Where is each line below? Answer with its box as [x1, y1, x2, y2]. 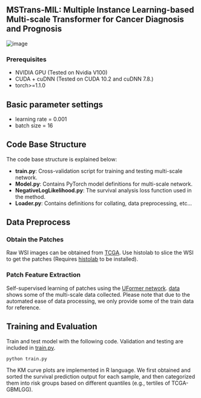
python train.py [6, 356, 47, 362]
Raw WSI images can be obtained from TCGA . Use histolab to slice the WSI [6, 249, 194, 257]
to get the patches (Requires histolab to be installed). [6, 255, 138, 263]
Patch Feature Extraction [6, 271, 81, 279]
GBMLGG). [6, 385, 33, 393]
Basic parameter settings [6, 99, 104, 110]
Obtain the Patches [6, 235, 64, 244]
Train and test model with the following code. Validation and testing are [6, 337, 183, 345]
